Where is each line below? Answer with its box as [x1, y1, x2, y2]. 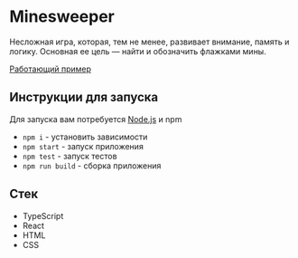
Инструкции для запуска [9, 90, 159, 105]
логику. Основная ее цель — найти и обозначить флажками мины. [9, 45, 266, 56]
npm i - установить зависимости [22, 131, 148, 142]
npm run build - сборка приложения [22, 160, 162, 171]
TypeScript [22, 210, 64, 221]
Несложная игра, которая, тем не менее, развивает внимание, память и [9, 36, 290, 47]
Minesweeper [9, 6, 115, 27]
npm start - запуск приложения [22, 140, 144, 151]
